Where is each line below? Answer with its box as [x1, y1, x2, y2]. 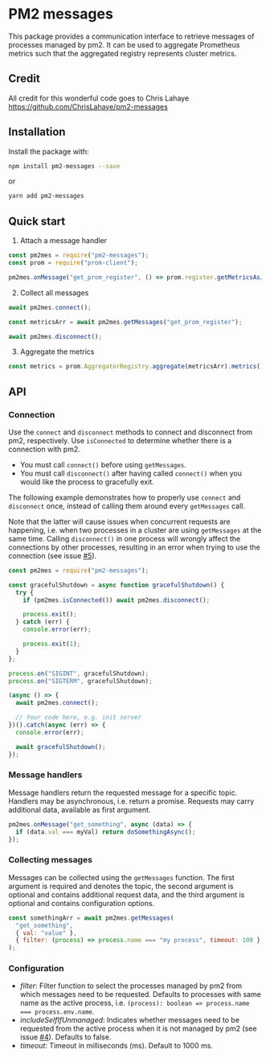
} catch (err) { [15, 618, 70, 626]
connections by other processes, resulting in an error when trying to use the [8, 542, 261, 552]
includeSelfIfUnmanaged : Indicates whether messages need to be [19, 1015, 239, 1025]
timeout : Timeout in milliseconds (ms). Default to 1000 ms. [19, 1041, 213, 1051]
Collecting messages [8, 854, 92, 866]
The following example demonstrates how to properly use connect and [8, 492, 241, 502]
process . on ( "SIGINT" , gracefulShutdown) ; [8, 669, 149, 677]
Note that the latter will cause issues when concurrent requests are [8, 517, 231, 526]
